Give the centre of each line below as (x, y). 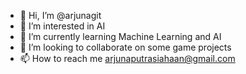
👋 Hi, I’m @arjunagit (60, 15)
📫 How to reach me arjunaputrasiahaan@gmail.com (127, 58)
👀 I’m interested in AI (62, 26)
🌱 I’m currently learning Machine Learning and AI (120, 36)
